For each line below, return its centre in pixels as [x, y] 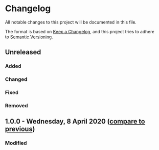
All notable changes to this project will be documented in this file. [71, 22]
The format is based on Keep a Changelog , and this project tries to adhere [80, 31]
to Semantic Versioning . [29, 37]
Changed [16, 79]
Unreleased [23, 52]
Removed [17, 106]
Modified [16, 143]
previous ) [20, 129]
